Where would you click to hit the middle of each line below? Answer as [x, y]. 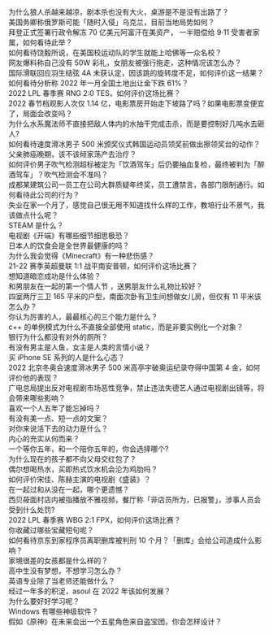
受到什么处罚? [32, 510]
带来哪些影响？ [40, 398]
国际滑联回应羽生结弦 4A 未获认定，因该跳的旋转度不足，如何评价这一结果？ [136, 73]
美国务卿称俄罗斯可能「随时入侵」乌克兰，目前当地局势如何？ [112, 22]
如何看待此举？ [48, 42]
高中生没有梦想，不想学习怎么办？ [65, 571]
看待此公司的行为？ [47, 195]
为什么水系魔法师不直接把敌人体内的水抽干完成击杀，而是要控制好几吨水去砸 [136, 124]
